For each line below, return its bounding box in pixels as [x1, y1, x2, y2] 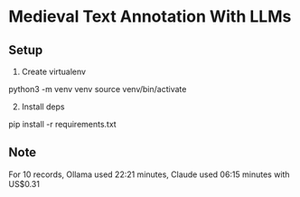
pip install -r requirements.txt [8, 119, 117, 129]
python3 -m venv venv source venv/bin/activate [8, 84, 187, 94]
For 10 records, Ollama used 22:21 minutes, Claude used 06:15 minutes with [8, 169, 290, 180]
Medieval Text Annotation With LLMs [8, 6, 292, 27]
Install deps [21, 101, 65, 112]
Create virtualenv [21, 66, 87, 77]
